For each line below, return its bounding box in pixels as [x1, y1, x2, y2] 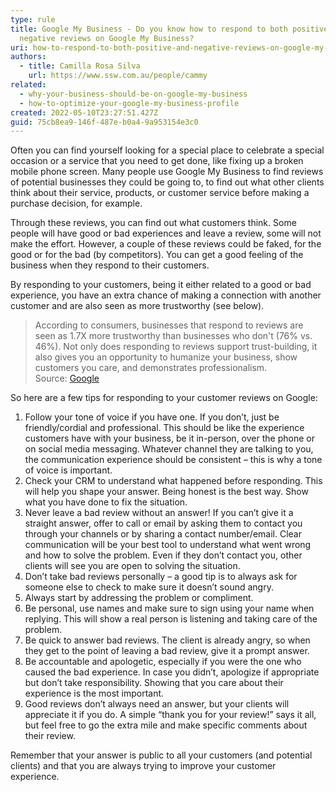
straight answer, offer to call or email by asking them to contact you [24, 517, 303, 530]
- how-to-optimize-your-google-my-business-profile [19, 98, 240, 108]
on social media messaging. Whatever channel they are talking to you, [24, 443, 314, 455]
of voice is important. [24, 464, 113, 476]
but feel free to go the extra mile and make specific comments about [24, 719, 308, 731]
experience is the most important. [24, 687, 165, 700]
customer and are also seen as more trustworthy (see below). [10, 300, 265, 312]
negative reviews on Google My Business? [19, 33, 195, 43]
